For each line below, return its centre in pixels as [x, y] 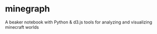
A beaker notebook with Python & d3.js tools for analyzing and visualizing [78, 22]
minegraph [27, 9]
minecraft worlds [22, 27]
